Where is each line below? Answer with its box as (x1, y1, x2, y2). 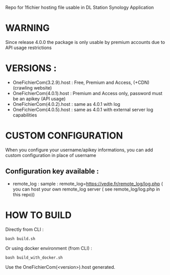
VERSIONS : (5, 62, 57, 74)
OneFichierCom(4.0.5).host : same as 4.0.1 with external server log (12, 106, 154, 112)
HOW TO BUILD (5, 209, 72, 221)
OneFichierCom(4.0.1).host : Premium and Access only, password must (12, 90, 163, 96)
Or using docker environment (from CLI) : (5, 245, 92, 251)
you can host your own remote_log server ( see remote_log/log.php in (12, 186, 160, 192)
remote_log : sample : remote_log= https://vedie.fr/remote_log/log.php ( (12, 180, 163, 187)
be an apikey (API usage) (12, 96, 66, 102)
